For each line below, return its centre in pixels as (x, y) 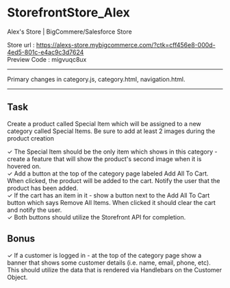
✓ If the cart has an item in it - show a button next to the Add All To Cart (108, 195)
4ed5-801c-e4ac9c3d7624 (46, 52)
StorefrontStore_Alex (68, 13)
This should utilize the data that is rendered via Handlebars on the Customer (115, 269)
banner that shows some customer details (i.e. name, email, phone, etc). (109, 263)
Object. (17, 277)
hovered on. (24, 166)
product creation (31, 138)
